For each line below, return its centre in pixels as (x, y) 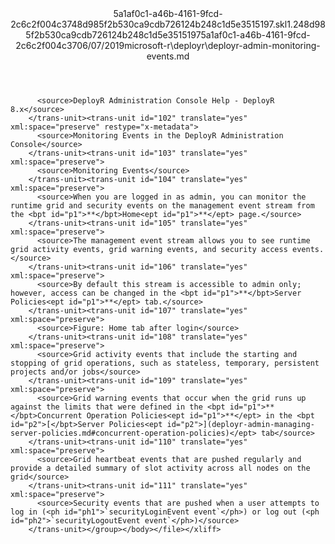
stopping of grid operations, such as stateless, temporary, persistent (165, 363)
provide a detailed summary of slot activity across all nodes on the (160, 468)
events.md (168, 56)
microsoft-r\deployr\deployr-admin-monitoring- (222, 45)
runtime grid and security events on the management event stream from (162, 206)
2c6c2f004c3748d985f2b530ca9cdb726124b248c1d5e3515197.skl (149, 24)
